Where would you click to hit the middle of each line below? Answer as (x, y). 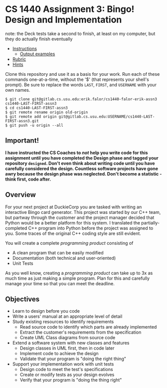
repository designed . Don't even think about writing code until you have (80, 163)
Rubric (19, 59)
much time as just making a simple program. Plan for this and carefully (78, 278)
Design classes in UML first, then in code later (67, 348)
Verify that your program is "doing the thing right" (71, 380)
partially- (151, 222)
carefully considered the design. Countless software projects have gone (82, 169)
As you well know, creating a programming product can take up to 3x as (79, 273)
